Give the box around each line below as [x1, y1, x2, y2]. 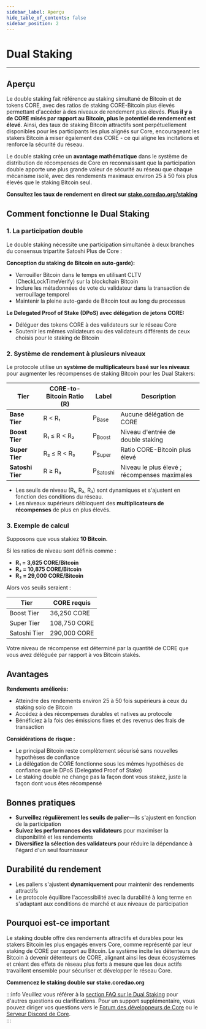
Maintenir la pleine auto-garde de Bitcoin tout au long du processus [15, 297, 186, 305]
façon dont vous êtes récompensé [15, 780, 102, 787]
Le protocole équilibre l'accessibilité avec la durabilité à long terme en [15, 893, 192, 901]
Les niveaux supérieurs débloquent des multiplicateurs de [15, 500, 164, 507]
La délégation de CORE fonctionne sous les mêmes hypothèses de [15, 760, 184, 767]
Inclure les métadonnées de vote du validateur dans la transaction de [15, 284, 190, 292]
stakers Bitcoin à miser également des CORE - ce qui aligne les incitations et [6, 134, 199, 142]
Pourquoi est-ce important [6, 918, 110, 928]
